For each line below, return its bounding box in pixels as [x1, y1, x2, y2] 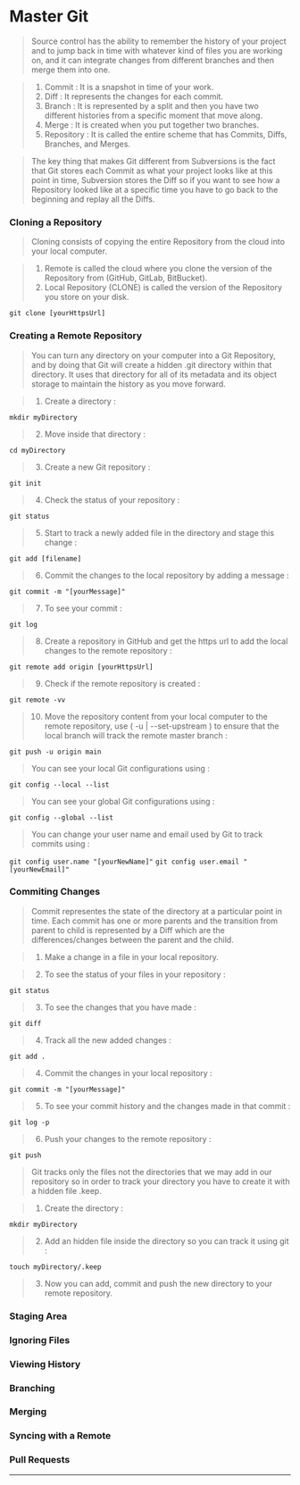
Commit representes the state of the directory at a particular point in [30, 905, 283, 916]
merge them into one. [30, 64, 111, 75]
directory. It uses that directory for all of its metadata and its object [30, 369, 278, 380]
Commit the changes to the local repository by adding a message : [44, 570, 289, 580]
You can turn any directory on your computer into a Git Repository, [30, 350, 276, 361]
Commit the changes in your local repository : [44, 1067, 212, 1078]
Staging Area [9, 1310, 68, 1322]
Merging [9, 1406, 47, 1418]
